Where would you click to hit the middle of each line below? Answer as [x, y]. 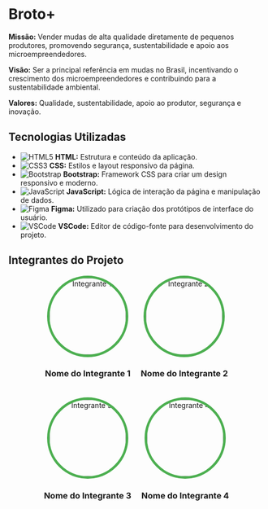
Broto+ [32, 14]
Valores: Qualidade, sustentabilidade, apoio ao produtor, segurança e [125, 103]
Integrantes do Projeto [66, 260]
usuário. [34, 217]
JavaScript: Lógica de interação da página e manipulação [163, 191]
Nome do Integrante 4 [185, 495]
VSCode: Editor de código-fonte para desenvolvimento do [156, 226]
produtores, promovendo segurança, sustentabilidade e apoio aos [119, 45]
